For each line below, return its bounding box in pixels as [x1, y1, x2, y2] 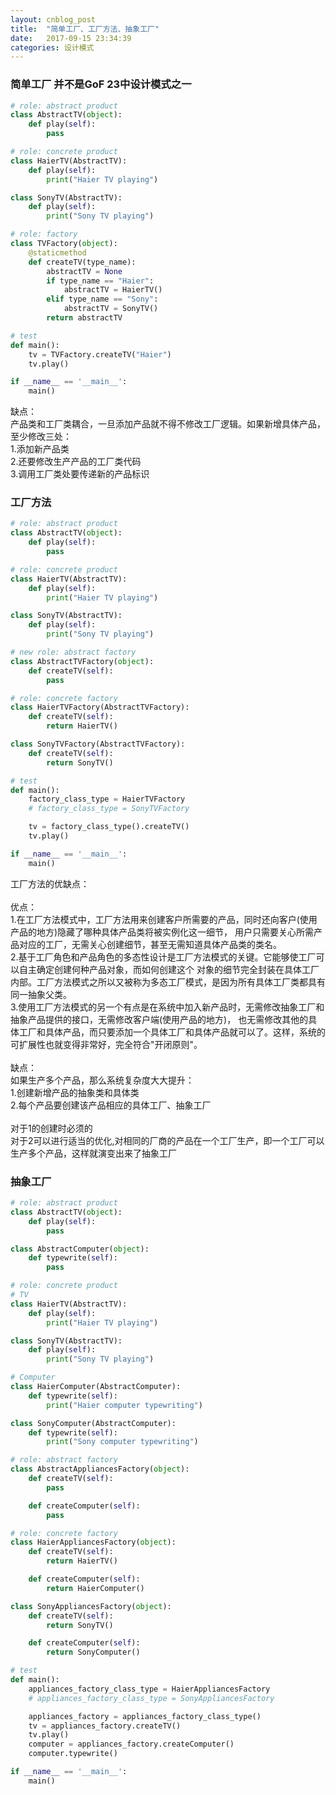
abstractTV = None [46, 266, 123, 276]
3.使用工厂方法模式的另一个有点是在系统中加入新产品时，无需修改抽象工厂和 [10, 1001, 325, 1013]
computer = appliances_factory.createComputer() [28, 1739, 235, 1750]
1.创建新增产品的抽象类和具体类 [10, 1086, 140, 1098]
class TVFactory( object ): [10, 239, 118, 249]
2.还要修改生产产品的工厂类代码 [10, 456, 142, 468]
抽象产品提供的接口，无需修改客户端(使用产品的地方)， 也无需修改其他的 [10, 1013, 309, 1025]
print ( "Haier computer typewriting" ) [46, 1400, 203, 1410]
